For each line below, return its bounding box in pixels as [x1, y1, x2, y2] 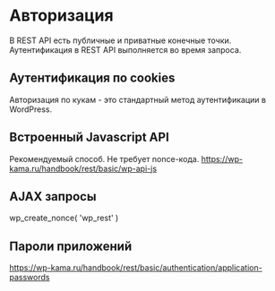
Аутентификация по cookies [9, 71, 176, 86]
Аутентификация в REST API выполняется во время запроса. [9, 44, 242, 55]
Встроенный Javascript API [9, 130, 170, 145]
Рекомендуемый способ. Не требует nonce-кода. [9, 153, 200, 164]
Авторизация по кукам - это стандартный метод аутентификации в [9, 94, 267, 105]
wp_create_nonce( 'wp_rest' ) [9, 212, 119, 224]
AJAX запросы [9, 189, 97, 204]
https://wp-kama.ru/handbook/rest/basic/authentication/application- [9, 262, 262, 273]
